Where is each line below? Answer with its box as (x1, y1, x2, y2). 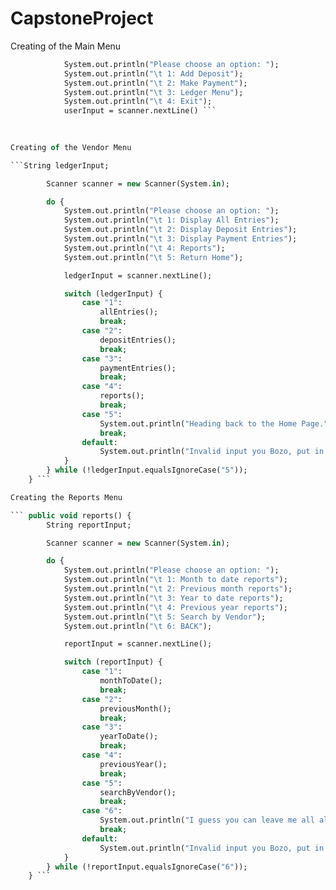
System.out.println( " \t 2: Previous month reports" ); (63, 584, 293, 594)
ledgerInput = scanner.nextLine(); (63, 270, 213, 281)
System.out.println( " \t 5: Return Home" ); (63, 252, 244, 262)
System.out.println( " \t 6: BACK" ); (63, 621, 213, 631)
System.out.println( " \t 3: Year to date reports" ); (63, 593, 284, 603)
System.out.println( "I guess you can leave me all (99, 815, 315, 826)
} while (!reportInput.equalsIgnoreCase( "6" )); (46, 862, 248, 872)
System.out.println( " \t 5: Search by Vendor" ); (63, 612, 267, 622)
